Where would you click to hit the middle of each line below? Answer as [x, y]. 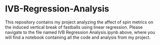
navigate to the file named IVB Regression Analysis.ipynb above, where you [80, 32]
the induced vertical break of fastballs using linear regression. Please [74, 27]
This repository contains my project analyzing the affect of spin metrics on [79, 22]
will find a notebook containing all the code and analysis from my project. [78, 37]
